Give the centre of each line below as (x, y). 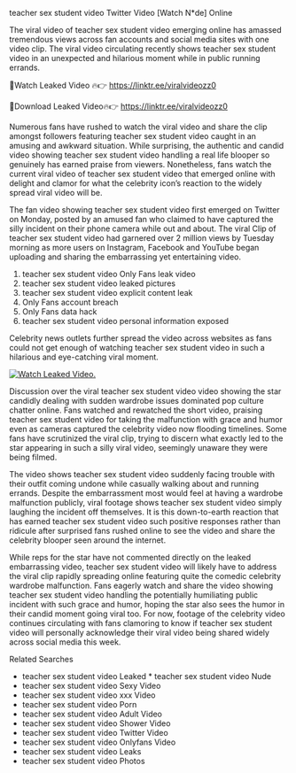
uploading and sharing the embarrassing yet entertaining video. (125, 257)
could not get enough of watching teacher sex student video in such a (137, 348)
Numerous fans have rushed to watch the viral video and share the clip (138, 127)
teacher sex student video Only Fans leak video (109, 274)
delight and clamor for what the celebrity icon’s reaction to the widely (136, 183)
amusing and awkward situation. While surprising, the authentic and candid (147, 146)
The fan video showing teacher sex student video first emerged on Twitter (145, 210)
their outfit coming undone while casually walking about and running (134, 483)
